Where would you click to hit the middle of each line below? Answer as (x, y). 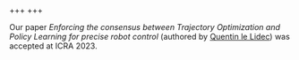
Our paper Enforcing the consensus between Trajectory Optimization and (145, 27)
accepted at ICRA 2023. (53, 46)
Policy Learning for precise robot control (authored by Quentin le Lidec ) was (150, 37)
